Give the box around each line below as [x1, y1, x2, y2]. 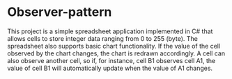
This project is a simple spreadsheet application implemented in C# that [7, 27, 213, 35]
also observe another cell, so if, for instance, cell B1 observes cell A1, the [7, 56, 216, 64]
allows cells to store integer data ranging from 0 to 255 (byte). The [7, 34, 199, 42]
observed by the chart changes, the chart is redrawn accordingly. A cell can [7, 49, 225, 58]
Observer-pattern [7, 4, 112, 20]
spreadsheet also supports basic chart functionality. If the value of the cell [7, 42, 221, 50]
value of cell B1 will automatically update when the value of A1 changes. [7, 64, 213, 72]
